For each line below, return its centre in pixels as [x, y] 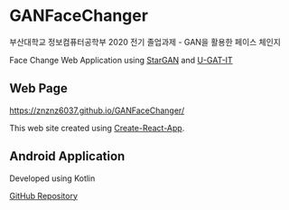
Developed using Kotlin [52, 178]
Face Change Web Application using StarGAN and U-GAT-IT [121, 60]
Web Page [38, 88]
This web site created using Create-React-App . [97, 128]
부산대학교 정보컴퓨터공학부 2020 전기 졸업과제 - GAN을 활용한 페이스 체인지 [145, 42]
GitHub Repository [44, 196]
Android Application [67, 156]
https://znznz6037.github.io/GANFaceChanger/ [97, 110]
